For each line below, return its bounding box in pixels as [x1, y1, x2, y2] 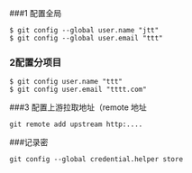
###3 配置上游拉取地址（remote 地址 [9, 102, 147, 113]
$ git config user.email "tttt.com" [9, 85, 147, 95]
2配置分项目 [9, 56, 62, 68]
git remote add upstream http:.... [9, 120, 143, 129]
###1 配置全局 [9, 8, 62, 18]
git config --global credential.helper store [9, 155, 183, 164]
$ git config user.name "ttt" [9, 77, 123, 86]
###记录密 [9, 137, 49, 148]
